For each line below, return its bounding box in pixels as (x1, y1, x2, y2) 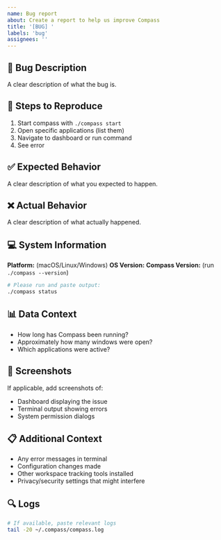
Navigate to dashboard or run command (17, 133, 132, 142)
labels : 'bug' (7, 29, 49, 37)
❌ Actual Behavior (7, 199, 88, 211)
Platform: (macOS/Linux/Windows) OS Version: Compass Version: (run (7, 261, 214, 270)
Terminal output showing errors (17, 404, 108, 413)
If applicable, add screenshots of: (7, 384, 104, 392)
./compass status (7, 288, 58, 295)
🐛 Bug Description (7, 62, 87, 74)
